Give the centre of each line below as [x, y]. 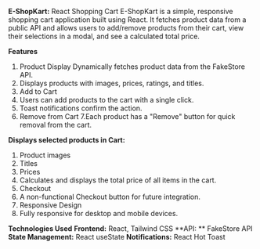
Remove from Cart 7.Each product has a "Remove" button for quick [127, 116]
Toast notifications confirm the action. [81, 108]
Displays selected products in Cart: [67, 140]
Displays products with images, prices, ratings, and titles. [112, 83]
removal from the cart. [56, 125]
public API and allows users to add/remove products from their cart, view [126, 28]
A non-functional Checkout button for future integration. [110, 197]
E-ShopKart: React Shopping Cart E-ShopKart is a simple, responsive [121, 11]
